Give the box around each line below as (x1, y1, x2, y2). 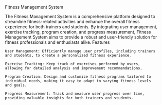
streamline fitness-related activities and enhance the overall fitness (5, 19, 140, 24)
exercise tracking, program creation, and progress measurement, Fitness (5, 29, 151, 35)
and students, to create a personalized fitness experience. (5, 53, 132, 58)
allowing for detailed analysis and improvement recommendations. (5, 66, 143, 70)
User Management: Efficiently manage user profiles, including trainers (5, 49, 156, 53)
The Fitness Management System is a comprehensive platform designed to (5, 14, 156, 19)
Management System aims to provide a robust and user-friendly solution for (5, 34, 157, 40)
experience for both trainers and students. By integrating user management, (5, 24, 158, 30)
